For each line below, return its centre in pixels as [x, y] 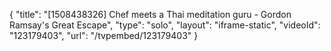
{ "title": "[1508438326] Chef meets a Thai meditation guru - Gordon [150, 14]
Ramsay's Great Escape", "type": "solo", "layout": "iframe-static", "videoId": [165, 25]
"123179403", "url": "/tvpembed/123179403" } [104, 35]
